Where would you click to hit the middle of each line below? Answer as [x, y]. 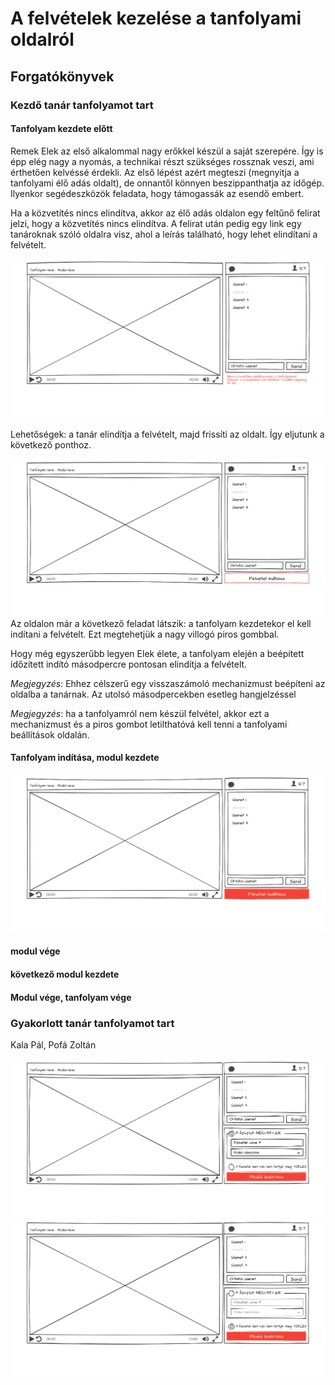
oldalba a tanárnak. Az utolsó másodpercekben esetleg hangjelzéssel [153, 694]
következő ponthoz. [51, 444]
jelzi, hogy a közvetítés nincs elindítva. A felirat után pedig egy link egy [156, 223]
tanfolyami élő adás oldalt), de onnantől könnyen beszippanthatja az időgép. [167, 183]
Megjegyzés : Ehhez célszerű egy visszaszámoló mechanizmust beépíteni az [168, 683]
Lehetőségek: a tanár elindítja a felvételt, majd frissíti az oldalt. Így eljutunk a [167, 434]
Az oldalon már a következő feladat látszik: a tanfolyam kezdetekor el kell [161, 623]
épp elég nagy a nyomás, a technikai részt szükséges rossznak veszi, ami [162, 161]
